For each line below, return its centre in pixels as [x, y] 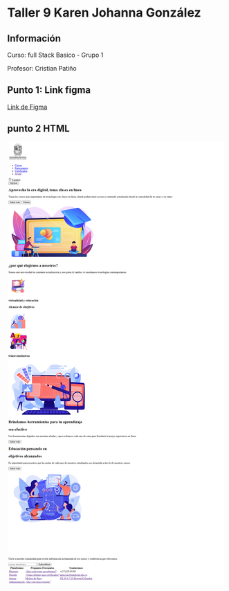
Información [34, 38]
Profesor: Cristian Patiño [42, 68]
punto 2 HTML [39, 129]
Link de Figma [27, 107]
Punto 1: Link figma [49, 90]
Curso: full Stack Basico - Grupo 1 [55, 55]
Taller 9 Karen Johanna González [104, 13]
